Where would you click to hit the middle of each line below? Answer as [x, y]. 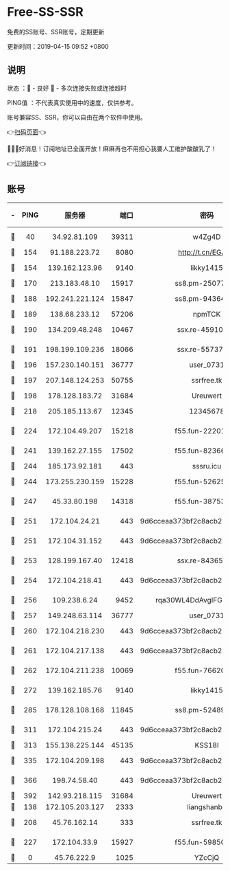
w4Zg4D [207, 236]
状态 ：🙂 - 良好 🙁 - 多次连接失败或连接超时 [67, 88]
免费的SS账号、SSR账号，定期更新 [56, 32]
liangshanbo [207, 806]
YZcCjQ [207, 857]
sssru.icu [207, 466]
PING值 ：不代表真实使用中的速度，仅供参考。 [72, 102]
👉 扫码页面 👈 [27, 132]
